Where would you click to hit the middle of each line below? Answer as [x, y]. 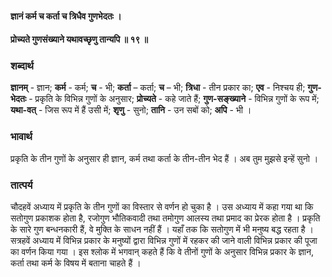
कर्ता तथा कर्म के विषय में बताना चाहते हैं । [76, 263]
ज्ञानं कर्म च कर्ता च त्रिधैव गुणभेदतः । [66, 16]
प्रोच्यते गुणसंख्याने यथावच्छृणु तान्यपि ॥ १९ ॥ [79, 39]
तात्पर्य [21, 185]
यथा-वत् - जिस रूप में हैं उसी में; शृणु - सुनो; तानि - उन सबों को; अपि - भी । [131, 110]
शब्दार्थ [22, 66]
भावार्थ [21, 137]
